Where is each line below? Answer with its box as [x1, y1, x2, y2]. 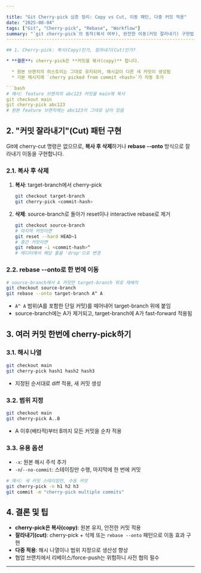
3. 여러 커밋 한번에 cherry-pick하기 [6, 329, 132, 339]
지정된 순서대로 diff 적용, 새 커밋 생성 [14, 379, 102, 387]
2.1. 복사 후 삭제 [6, 166, 49, 174]
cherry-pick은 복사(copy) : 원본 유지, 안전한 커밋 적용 [14, 524, 141, 531]
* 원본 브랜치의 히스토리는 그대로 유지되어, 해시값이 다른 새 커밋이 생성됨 [11, 69, 171, 75]
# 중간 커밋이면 [14, 239, 48, 245]
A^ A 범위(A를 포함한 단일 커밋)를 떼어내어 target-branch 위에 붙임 [14, 302, 171, 309]
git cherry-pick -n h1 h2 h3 [6, 483, 79, 489]
